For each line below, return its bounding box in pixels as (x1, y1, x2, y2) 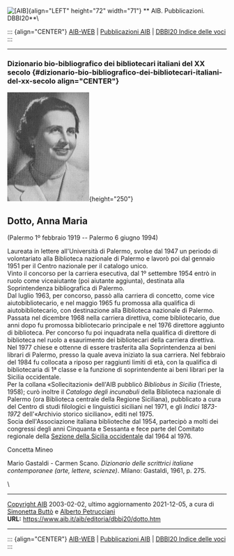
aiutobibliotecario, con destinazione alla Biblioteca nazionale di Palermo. (7, 307, 214, 315)
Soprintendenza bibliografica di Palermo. (7, 284, 125, 293)
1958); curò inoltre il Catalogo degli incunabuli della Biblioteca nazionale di (7, 387, 221, 396)
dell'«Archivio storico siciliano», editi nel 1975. (22, 410, 155, 418)
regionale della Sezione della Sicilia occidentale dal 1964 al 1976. (7, 432, 193, 440)
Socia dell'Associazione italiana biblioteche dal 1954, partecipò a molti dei (7, 417, 219, 426)
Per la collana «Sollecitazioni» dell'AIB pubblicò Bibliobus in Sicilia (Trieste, (7, 380, 221, 389)
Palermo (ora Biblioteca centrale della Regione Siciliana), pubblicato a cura (7, 395, 221, 403)
